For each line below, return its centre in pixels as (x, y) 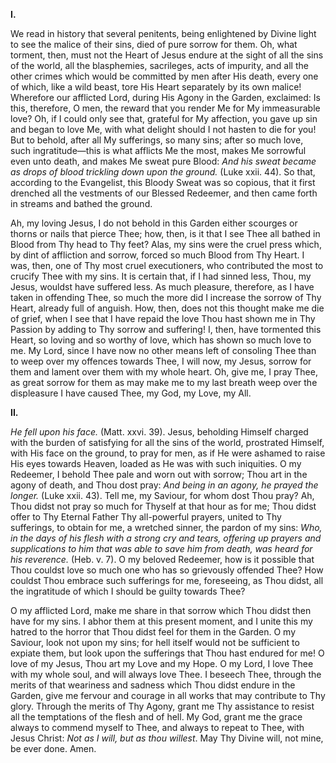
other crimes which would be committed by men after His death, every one (164, 76)
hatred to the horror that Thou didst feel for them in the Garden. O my (153, 632)
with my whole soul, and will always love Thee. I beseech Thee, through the (166, 674)
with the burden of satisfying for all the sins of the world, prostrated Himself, (167, 442)
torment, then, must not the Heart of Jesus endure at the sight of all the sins (167, 55)
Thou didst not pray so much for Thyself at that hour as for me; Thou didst (163, 506)
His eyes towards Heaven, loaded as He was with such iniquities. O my (156, 463)
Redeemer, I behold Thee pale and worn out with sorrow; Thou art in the (159, 474)
